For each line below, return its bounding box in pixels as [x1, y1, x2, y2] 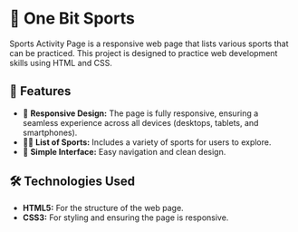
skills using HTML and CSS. [9, 57, 113, 68]
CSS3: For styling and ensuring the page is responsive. [22, 212, 229, 223]
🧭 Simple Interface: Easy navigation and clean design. [22, 146, 226, 157]
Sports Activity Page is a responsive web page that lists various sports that [9, 38, 289, 49]
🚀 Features [9, 83, 72, 99]
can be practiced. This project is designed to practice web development [9, 47, 278, 58]
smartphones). [22, 127, 78, 138]
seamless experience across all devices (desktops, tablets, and [22, 117, 259, 128]
